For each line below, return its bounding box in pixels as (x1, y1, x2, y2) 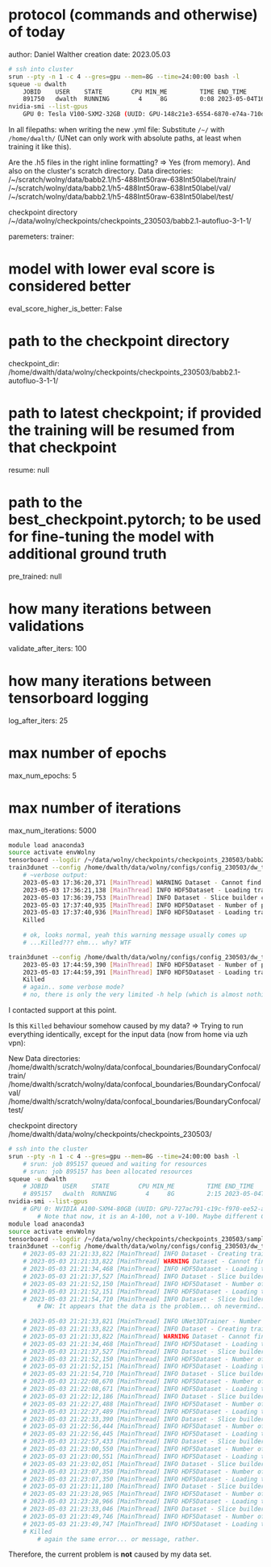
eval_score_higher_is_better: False (8, 304, 123, 313)
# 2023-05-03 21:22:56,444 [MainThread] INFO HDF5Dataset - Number (23, 1423, 254, 1431)
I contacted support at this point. (8, 1005, 117, 1015)
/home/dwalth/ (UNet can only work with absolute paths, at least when (8, 133, 242, 143)
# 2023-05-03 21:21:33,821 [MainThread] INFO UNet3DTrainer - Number (23, 1318, 262, 1326)
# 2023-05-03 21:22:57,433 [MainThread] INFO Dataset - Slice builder (23, 1438, 265, 1446)
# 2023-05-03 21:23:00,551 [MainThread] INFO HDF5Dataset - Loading (23, 1452, 258, 1460)
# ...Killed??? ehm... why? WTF (23, 938, 131, 946)
